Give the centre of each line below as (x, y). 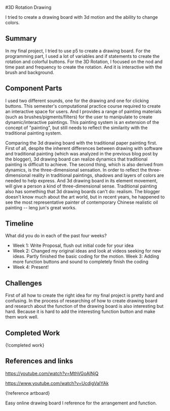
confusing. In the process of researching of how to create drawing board (81, 301)
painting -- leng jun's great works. (41, 207)
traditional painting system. (34, 133)
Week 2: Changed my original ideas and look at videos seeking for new (87, 251)
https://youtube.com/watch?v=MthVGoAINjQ (52, 373)
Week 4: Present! (31, 267)
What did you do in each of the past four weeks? (56, 236)
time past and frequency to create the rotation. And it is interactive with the (84, 67)
